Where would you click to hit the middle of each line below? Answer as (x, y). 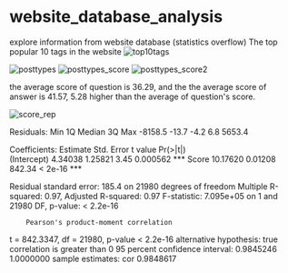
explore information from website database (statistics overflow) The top (144, 42)
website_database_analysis (116, 17)
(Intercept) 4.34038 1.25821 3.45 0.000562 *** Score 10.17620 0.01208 (143, 159)
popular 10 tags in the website (66, 51)
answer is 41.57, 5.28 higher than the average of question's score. (133, 96)
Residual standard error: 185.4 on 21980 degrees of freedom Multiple (139, 186)
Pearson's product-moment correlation (99, 222)
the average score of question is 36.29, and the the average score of (138, 86)
